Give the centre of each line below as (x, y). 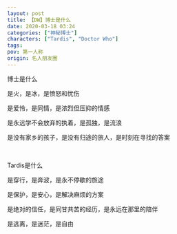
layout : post (26, 13)
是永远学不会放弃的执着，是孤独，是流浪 (64, 123)
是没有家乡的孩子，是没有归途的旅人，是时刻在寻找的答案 (88, 137)
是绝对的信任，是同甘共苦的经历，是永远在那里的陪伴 (83, 209)
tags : (15, 45)
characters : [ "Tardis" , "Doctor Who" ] (63, 39)
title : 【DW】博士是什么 (39, 20)
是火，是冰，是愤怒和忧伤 (43, 93)
